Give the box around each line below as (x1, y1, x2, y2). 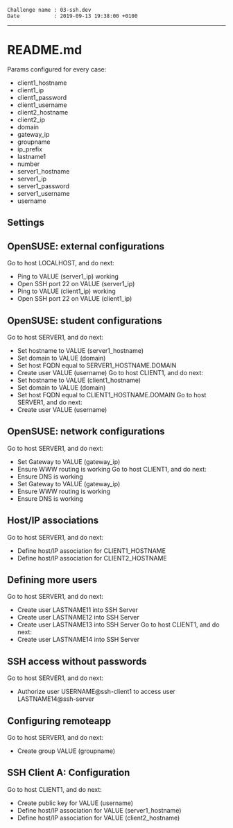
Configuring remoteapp (7, 715, 112, 727)
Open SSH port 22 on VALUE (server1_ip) (17, 280, 135, 288)
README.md (7, 42, 83, 58)
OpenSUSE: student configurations (7, 315, 163, 326)
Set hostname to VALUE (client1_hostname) (17, 376, 141, 384)
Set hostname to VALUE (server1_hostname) (17, 346, 144, 354)
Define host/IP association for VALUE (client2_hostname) (17, 813, 180, 822)
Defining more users (7, 574, 98, 586)
